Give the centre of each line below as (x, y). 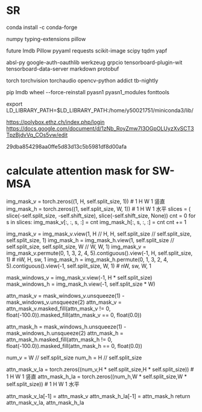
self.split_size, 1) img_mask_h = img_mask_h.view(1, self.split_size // (90, 240)
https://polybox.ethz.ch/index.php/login (55, 122)
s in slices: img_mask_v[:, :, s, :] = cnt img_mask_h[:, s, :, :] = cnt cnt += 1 (96, 222)
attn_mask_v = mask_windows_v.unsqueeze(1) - (65, 295)
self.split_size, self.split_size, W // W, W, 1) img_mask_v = (76, 246)
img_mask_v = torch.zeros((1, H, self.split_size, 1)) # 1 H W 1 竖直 (86, 201)
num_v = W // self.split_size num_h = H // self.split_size (74, 358)
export (14, 104)
